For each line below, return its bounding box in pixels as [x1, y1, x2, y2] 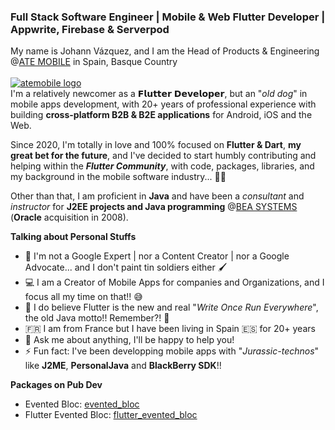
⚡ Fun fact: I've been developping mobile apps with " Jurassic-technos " [24, 345, 320, 357]
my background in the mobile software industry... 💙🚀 [10, 171, 227, 183]
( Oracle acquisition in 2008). [10, 211, 129, 224]
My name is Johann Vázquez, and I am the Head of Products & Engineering [10, 45, 320, 57]
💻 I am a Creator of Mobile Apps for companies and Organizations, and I [24, 276, 325, 289]
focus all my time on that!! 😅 [24, 291, 143, 303]
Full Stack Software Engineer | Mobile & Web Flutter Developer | [10, 10, 326, 24]
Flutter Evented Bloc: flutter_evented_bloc [24, 409, 198, 421]
